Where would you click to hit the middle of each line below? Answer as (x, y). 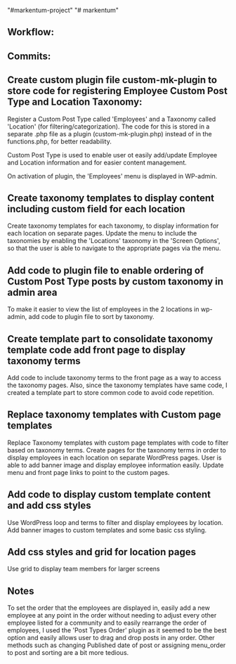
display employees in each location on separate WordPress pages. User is (114, 457)
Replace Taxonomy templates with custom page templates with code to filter (118, 443)
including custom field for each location (96, 209)
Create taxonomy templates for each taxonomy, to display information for (113, 226)
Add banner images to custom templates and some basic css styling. (107, 530)
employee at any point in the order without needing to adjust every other (112, 616)
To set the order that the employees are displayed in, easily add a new (109, 608)
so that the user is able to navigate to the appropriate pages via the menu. (114, 248)
